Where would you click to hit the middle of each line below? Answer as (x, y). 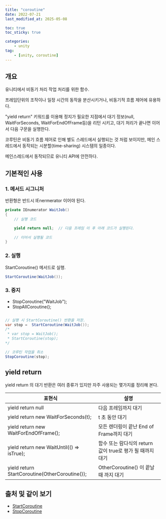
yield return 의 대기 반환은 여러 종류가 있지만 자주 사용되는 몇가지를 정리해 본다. (82, 385)
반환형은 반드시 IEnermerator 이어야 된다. (45, 201)
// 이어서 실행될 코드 (33, 237)
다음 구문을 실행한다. (30, 129)
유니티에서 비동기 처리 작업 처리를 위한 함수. (47, 89)
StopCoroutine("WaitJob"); (40, 301)
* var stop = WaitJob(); (33, 334)
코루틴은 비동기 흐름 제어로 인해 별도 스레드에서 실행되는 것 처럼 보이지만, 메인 (80, 140)
